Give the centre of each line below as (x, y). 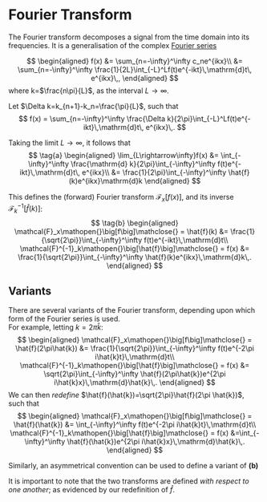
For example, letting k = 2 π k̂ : (56, 327)
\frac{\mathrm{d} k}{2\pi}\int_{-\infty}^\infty (144, 164)
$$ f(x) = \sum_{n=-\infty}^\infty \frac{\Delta (92, 119)
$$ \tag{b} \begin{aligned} (135, 223)
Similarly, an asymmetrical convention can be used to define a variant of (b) (133, 466)
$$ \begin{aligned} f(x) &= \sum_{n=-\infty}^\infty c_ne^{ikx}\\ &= (135, 61)
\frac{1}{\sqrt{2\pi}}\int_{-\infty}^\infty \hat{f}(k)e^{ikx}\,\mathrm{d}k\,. (135, 257)
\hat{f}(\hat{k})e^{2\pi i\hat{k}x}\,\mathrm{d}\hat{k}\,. (156, 441)
